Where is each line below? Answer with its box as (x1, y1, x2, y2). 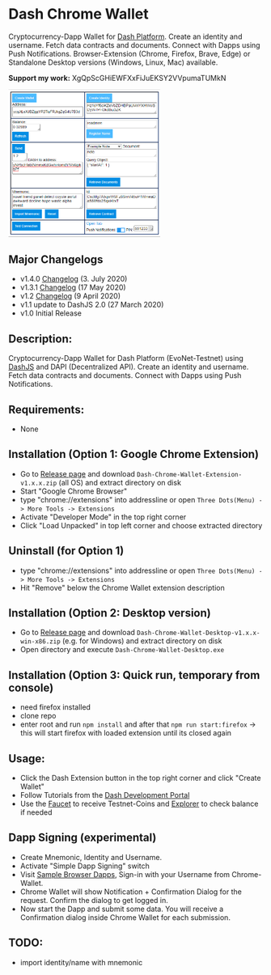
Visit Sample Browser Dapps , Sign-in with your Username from (19, 869, 231, 879)
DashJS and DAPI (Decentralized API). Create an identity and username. (8, 362, 249, 372)
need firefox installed (19, 702, 91, 712)
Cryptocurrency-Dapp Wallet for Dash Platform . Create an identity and (8, 32, 243, 41)
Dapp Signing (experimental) (8, 831, 157, 845)
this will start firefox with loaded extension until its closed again (19, 728, 232, 738)
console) (8, 680, 54, 694)
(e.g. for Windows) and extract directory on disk (61, 636, 222, 646)
